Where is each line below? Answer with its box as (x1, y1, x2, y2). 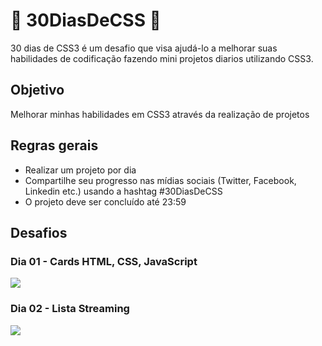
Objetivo (10, 82, 65, 99)
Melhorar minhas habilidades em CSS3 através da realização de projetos (10, 108, 310, 120)
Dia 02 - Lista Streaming (10, 302, 130, 316)
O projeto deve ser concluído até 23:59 (24, 195, 187, 208)
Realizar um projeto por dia (24, 164, 137, 176)
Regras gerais (10, 137, 99, 154)
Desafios (10, 224, 68, 241)
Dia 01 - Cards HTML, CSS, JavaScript (10, 254, 198, 268)
